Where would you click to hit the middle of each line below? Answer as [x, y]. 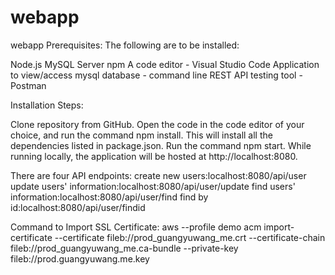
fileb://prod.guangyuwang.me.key [80, 258]
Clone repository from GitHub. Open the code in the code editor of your [157, 124]
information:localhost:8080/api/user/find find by [109, 197]
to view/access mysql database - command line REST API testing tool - [156, 75]
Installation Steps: [47, 105]
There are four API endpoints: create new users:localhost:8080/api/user [158, 175]
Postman [28, 85]
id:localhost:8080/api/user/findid [78, 207]
